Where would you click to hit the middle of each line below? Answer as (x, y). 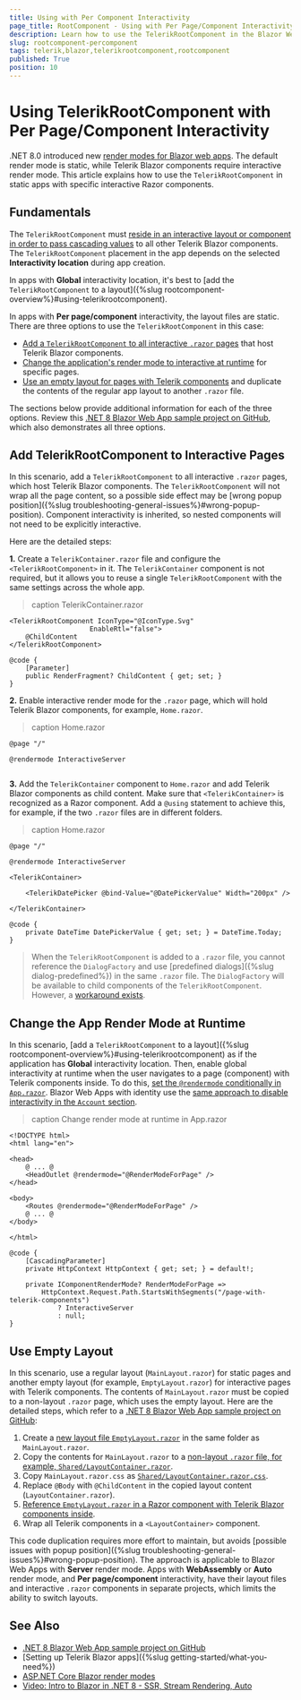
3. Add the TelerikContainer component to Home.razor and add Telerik (140, 784)
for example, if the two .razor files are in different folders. (116, 812)
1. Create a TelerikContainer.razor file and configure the (115, 559)
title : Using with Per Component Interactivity (100, 17)
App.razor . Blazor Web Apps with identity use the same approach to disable (149, 1093)
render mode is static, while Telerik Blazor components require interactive (146, 165)
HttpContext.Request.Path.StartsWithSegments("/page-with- (154, 1292)
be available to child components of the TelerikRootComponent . (146, 985)
